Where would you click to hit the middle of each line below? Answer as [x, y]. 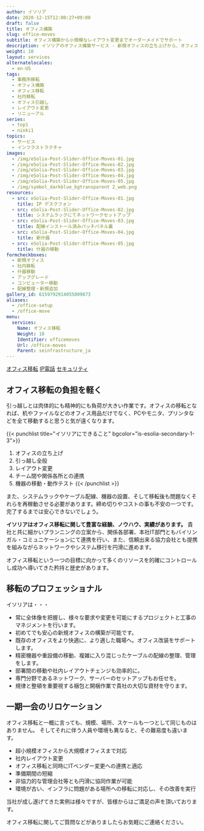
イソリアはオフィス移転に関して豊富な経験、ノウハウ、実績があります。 [96, 524]
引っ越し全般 [31, 460]
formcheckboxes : [27, 255]
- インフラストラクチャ [37, 147]
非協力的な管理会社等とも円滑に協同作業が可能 [73, 781]
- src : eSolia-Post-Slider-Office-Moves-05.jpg [73, 244]
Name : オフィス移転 [39, 328]
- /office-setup [32, 306]
